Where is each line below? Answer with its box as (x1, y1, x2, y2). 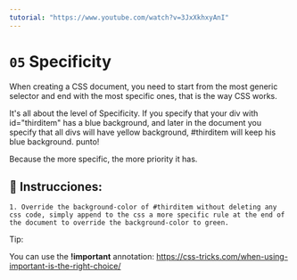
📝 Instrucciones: (9, 179, 103, 194)
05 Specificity (9, 51, 111, 71)
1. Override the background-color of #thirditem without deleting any (9, 202, 277, 212)
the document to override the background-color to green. (9, 218, 229, 227)
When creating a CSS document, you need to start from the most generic (9, 81, 278, 92)
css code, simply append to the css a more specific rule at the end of (9, 210, 285, 219)
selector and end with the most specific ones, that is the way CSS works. (9, 90, 278, 101)
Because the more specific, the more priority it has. (9, 153, 198, 164)
